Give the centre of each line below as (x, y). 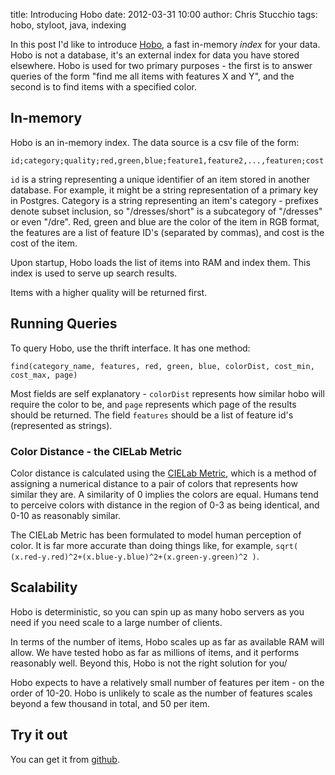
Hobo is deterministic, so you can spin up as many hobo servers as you (157, 611)
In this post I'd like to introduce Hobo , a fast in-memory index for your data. (165, 44)
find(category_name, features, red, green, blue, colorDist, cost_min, (162, 366)
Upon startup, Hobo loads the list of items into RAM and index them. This (160, 262)
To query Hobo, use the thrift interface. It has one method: (130, 348)
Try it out (39, 735)
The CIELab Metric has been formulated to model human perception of (156, 535)
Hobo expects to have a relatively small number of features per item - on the (167, 682)
